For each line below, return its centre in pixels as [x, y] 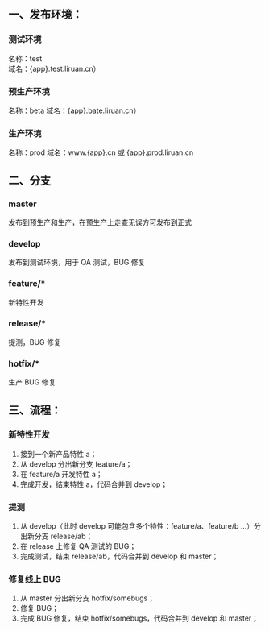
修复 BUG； [39, 608]
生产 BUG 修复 [32, 382]
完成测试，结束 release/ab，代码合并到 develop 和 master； [119, 556]
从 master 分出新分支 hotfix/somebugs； [87, 598]
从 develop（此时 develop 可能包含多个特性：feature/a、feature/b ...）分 [141, 526]
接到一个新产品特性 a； [58, 454]
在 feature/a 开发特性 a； [61, 474]
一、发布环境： [46, 15]
